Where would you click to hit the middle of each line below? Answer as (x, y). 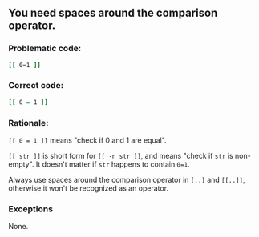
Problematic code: (45, 49)
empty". (21, 164)
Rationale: (28, 123)
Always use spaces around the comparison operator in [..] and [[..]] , (127, 180)
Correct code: (36, 86)
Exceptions (31, 209)
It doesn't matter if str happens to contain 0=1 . (113, 164)
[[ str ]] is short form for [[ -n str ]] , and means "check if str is (121, 156)
